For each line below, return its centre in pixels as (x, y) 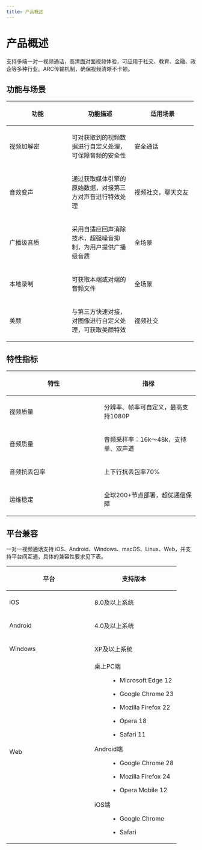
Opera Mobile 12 (143, 790)
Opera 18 (133, 721)
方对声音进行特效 (96, 197)
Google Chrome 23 (147, 694)
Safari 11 (133, 734)
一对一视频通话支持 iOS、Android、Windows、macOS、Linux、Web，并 (96, 549)
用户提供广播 (108, 247)
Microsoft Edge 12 (146, 680)
